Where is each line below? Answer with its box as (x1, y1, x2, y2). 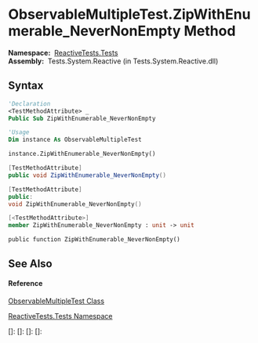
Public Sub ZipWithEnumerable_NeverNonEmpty (8, 114, 156, 122)
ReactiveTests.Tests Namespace (8, 311, 113, 320)
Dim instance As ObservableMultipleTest (8, 135, 143, 144)
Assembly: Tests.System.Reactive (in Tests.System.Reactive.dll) (8, 56, 219, 66)
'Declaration (8, 99, 51, 107)
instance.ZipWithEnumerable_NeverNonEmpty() (8, 150, 156, 158)
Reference (8, 279, 43, 288)
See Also (8, 257, 53, 270)
